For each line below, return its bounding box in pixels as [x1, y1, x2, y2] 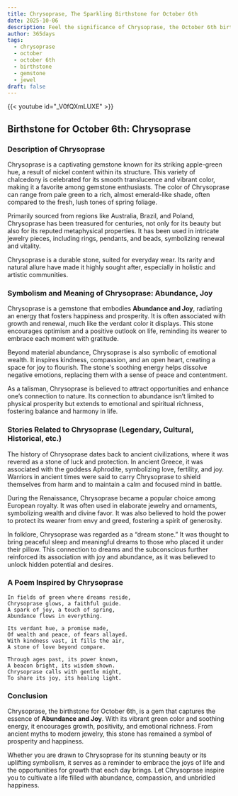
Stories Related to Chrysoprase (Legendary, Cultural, [7, 425, 194, 435]
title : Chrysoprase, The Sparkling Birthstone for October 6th [7, 10, 198, 18]
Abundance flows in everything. [7, 612, 103, 620]
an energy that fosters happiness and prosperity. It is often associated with [7, 312, 226, 320]
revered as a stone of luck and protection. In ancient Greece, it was [7, 457, 203, 466]
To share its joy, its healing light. [7, 674, 122, 681]
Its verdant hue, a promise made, [7, 624, 110, 632]
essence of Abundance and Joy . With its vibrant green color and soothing [7, 714, 225, 723]
